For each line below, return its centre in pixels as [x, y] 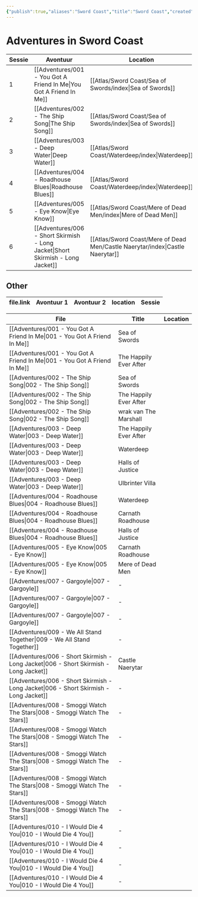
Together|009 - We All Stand [49, 640]
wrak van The [137, 412]
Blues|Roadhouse [58, 186]
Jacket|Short [52, 250]
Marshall [130, 419]
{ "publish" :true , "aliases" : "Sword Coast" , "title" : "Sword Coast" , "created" [100, 12]
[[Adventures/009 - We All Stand [55, 632]
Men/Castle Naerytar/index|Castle [137, 247]
